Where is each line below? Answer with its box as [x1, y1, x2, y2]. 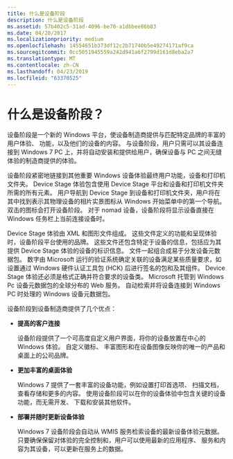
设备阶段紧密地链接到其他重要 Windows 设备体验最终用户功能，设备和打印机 [7, 171, 225, 180]
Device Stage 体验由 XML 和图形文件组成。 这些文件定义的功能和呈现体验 [7, 229, 217, 237]
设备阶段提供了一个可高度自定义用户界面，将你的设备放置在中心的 [17, 334, 206, 343]
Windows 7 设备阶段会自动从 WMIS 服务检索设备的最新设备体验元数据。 [17, 427, 223, 436]
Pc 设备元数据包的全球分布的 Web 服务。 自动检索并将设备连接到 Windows [7, 281, 221, 289]
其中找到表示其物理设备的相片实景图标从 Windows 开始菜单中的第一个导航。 [7, 197, 225, 206]
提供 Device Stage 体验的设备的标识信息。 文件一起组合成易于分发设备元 [7, 246, 215, 255]
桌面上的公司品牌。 [17, 351, 73, 360]
